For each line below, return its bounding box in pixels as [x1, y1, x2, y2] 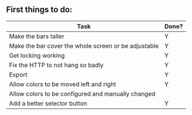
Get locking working [9, 51, 65, 60]
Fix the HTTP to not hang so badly [9, 61, 104, 69]
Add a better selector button [9, 99, 87, 107]
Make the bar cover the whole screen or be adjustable [9, 41, 159, 50]
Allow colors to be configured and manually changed [9, 90, 155, 98]
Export [9, 70, 28, 78]
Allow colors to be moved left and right [9, 80, 116, 88]
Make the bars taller [9, 32, 64, 40]
